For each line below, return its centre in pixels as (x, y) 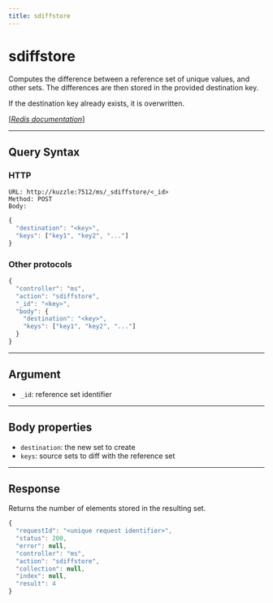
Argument (35, 375)
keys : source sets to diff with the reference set (97, 456)
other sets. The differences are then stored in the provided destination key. (134, 87)
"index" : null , (41, 576)
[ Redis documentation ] (47, 119)
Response (35, 489)
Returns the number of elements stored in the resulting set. (107, 509)
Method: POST (30, 199)
